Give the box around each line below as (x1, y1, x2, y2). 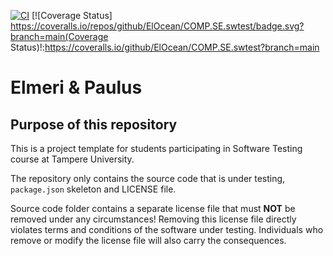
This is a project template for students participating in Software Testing (10, 143, 303, 154)
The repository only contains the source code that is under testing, (10, 173, 286, 184)
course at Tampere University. (10, 153, 135, 165)
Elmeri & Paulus (10, 76, 143, 99)
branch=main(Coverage (10, 31, 109, 42)
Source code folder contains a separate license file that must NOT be (10, 203, 296, 214)
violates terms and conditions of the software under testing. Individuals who (10, 224, 324, 235)
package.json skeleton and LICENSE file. (10, 183, 177, 195)
